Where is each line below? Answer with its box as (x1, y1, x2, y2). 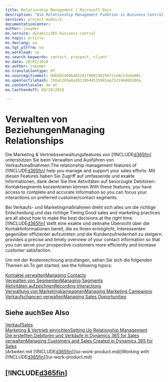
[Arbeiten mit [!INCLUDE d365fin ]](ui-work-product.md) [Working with (5, 349, 150, 355)
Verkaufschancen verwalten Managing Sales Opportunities (5, 294, 127, 300)
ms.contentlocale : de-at (5, 82, 58, 87)
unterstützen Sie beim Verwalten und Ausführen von (5, 157, 114, 163)
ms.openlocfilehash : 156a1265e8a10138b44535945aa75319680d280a (5, 78, 141, 83)
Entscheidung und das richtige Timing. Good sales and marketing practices (5, 210, 160, 216)
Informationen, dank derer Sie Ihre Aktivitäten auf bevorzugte (5, 178, 133, 184)
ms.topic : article (5, 36, 44, 41)
